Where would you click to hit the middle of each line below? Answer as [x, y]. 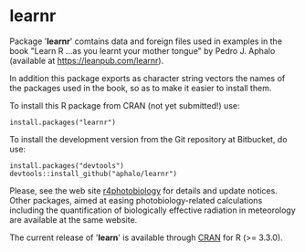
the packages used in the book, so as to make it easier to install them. [141, 88]
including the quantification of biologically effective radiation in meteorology [153, 210]
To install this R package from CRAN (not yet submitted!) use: [125, 105]
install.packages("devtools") [67, 165]
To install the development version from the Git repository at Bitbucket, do [148, 139]
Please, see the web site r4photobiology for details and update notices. [144, 190]
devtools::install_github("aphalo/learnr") [94, 173]
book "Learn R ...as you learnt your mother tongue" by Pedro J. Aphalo [142, 50]
